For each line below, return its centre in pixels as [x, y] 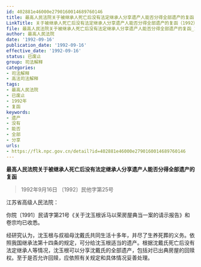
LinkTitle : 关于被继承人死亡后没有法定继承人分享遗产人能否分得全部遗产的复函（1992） [102, 23]
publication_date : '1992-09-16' [46, 46]
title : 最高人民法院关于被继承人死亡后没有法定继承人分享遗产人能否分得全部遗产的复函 [100, 17]
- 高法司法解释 [22, 79]
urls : [13, 145]
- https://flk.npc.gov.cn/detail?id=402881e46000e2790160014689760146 [96, 151]
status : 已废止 [24, 56]
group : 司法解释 [25, 62]
